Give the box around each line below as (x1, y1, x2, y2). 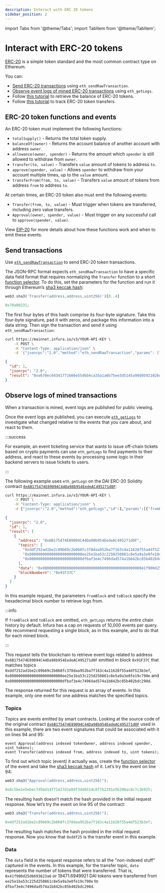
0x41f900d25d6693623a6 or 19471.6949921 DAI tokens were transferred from (5, 873, 157, 879)
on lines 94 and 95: (5, 732, 44, 738)
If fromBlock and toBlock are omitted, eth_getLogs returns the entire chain (5, 617, 154, 623)
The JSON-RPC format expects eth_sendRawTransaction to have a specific (5, 269, 155, 275)
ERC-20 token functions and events (5, 113, 117, 121)
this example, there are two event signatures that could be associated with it (5, 726, 160, 732)
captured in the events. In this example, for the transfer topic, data (5, 863, 139, 868)
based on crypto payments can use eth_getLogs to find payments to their (5, 448, 153, 455)
